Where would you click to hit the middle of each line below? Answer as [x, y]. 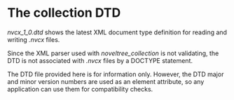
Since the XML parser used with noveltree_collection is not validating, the [113, 53]
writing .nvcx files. [34, 39]
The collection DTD [64, 13]
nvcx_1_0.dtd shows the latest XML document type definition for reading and [117, 32]
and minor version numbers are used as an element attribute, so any [106, 81]
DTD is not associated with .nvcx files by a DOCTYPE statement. [100, 60]
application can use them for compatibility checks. [80, 89]
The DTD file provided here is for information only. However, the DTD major [116, 74]
